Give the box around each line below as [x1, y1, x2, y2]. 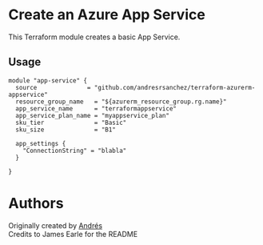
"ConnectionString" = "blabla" [22, 147, 127, 155]
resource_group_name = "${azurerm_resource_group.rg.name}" [15, 98, 227, 106]
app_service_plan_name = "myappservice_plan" [15, 111, 170, 119]
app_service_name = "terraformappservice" [15, 104, 177, 113]
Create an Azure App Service [8, 6, 205, 24]
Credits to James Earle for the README [8, 229, 138, 239]
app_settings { [15, 139, 66, 147]
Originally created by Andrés [8, 220, 102, 230]
